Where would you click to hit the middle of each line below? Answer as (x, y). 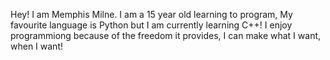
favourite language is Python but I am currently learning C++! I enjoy (151, 25)
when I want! (36, 46)
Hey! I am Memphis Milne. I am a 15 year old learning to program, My (151, 14)
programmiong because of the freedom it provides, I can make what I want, (166, 35)
